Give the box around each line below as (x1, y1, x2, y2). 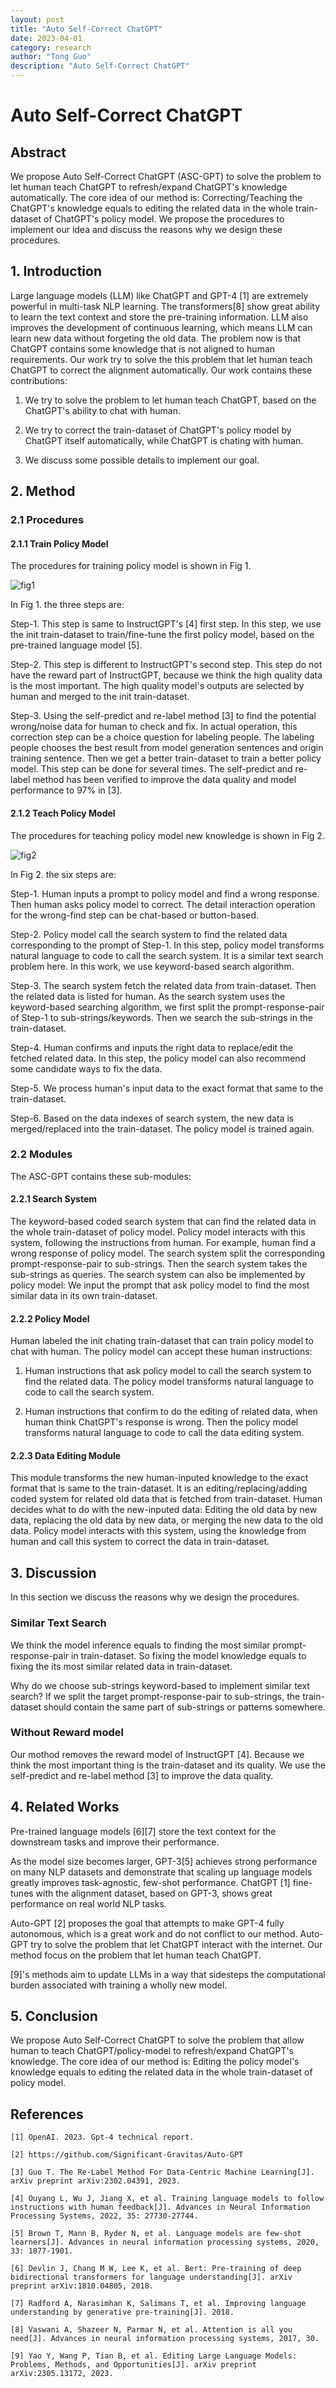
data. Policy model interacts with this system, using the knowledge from (10, 1525, 307, 1537)
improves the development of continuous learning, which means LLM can (10, 321, 313, 333)
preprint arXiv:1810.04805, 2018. (10, 2281, 155, 2291)
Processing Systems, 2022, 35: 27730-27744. (10, 2211, 199, 2221)
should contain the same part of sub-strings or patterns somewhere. (43, 1701, 326, 1713)
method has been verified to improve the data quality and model (32, 774, 297, 786)
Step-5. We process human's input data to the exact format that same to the (10, 1082, 324, 1094)
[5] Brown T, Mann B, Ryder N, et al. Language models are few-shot (10, 2229, 302, 2239)
